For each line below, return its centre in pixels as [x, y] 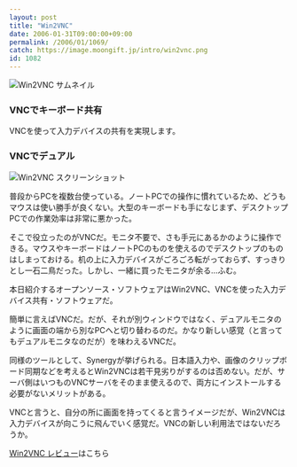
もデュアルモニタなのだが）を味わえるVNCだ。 [95, 341]
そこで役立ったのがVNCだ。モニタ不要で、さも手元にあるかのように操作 [142, 237]
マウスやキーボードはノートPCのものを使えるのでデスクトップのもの [158, 248]
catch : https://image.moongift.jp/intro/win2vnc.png [109, 51]
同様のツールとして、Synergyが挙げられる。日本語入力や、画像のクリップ [145, 360]
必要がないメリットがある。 [60, 393]
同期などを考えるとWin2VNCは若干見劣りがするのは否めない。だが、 [151, 371]
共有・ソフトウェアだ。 [75, 300]
